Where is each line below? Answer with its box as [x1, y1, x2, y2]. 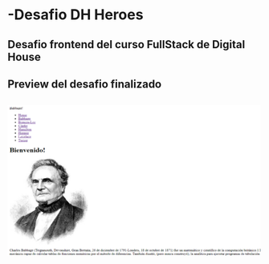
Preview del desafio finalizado [7, 77, 162, 91]
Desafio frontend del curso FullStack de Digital [7, 38, 246, 51]
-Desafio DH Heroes [7, 6, 144, 24]
